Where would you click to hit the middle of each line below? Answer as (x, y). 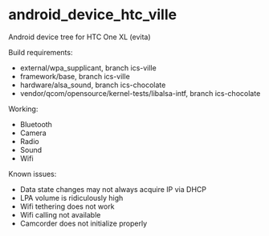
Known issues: (33, 174)
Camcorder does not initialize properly (84, 223)
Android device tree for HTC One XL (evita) (79, 37)
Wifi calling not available (60, 214)
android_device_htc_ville (93, 15)
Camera (33, 133)
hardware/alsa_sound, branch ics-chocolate (93, 85)
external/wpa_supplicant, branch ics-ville (88, 68)
